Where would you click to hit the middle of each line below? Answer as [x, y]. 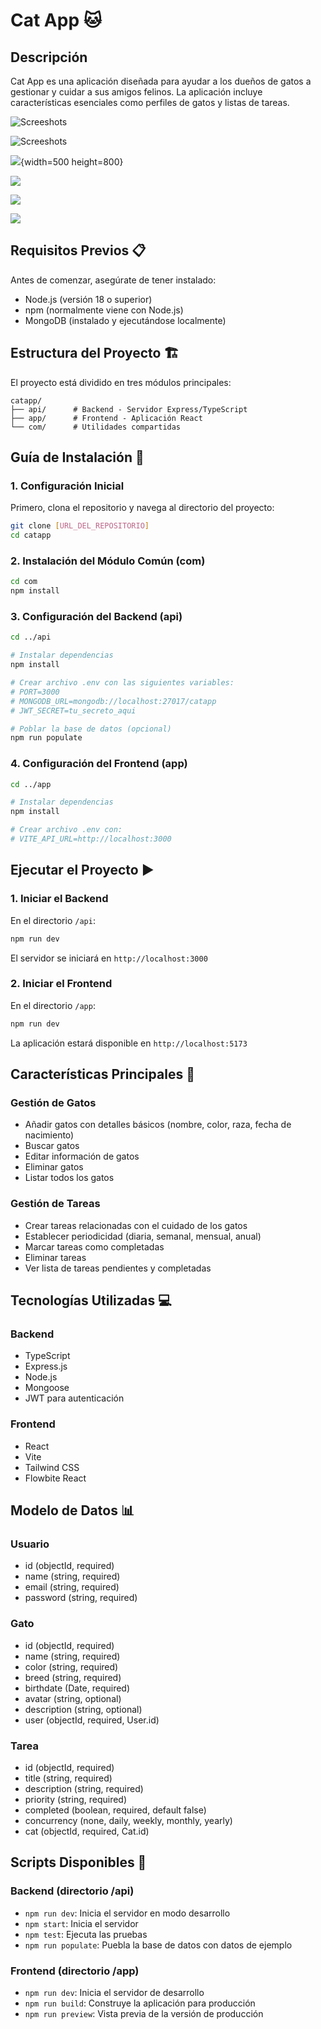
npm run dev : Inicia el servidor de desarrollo [114, 1992]
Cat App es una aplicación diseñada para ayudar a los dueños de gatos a [161, 81]
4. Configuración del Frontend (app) [99, 764]
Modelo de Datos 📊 [72, 1510]
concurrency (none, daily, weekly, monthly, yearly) [128, 1820]
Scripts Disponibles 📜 [78, 1862]
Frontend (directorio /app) [75, 1971]
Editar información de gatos [82, 1156]
